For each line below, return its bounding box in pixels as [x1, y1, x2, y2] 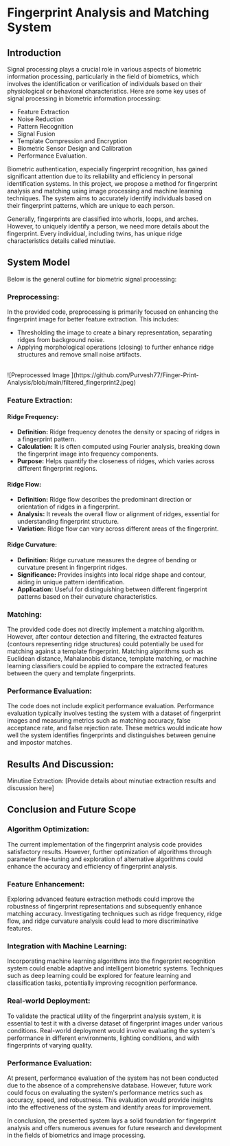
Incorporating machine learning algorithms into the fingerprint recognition [7, 957, 216, 965]
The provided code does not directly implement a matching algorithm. [7, 625, 205, 633]
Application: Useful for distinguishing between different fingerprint [16, 585, 207, 593]
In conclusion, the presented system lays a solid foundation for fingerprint [7, 1116, 216, 1125]
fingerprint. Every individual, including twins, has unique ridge [7, 229, 183, 237]
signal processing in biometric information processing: [7, 94, 161, 103]
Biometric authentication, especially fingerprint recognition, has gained [7, 165, 208, 173]
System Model [7, 257, 71, 268]
